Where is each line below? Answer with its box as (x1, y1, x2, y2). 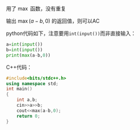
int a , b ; (16, 97, 38, 103)
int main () (6, 86, 33, 92)
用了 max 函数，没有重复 (6, 5, 66, 12)
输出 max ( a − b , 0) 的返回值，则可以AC (6, 17, 100, 24)
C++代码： (6, 64, 32, 71)
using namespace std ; (6, 80, 59, 86)
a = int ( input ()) (6, 41, 43, 47)
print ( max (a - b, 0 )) (6, 52, 51, 58)
